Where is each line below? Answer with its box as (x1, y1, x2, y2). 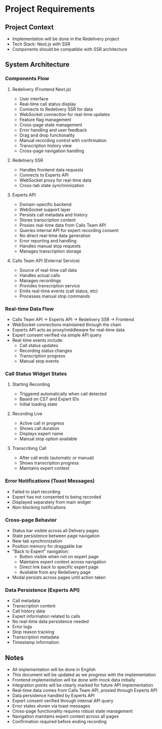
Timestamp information (12, 639, 60, 645)
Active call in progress (19, 420, 64, 426)
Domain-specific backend (19, 201, 72, 207)
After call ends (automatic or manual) (19, 455, 94, 461)
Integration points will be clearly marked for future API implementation (12, 682, 154, 688)
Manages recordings (19, 278, 61, 283)
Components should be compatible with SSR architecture (12, 47, 128, 52)
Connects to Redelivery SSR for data (19, 106, 93, 112)
